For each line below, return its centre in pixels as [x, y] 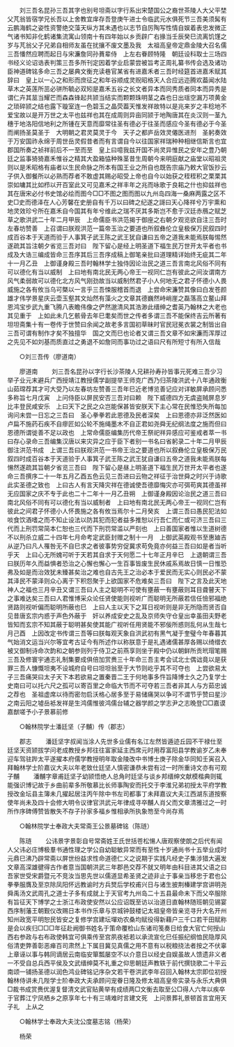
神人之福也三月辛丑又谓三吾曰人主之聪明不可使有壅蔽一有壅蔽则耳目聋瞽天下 [117, 589]
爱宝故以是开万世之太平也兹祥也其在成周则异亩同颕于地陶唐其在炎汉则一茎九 [117, 115]
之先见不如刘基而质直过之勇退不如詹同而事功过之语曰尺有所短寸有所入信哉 [114, 342]
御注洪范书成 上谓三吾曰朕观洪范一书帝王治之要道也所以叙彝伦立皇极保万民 [117, 450]
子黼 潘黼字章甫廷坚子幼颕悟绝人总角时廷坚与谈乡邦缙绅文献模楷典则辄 [115, 776]
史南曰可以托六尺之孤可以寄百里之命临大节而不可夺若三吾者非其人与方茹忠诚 [117, 685]
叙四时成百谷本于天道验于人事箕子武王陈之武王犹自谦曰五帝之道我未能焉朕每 [117, 459]
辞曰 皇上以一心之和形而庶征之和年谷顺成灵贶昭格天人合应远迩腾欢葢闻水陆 [117, 80]
